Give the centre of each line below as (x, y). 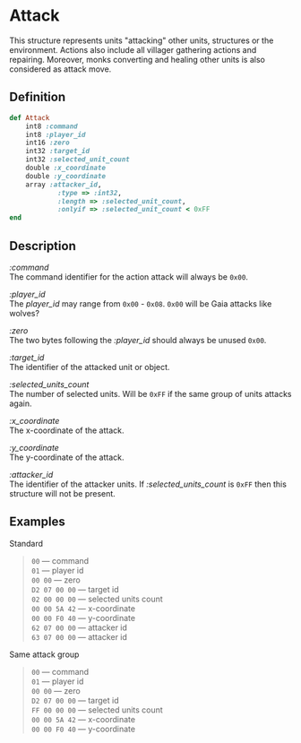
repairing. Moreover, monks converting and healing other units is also (138, 59)
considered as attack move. (60, 69)
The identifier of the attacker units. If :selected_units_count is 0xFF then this (148, 484)
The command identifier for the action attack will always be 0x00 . (129, 276)
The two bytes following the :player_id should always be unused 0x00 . (138, 340)
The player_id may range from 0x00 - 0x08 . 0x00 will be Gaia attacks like (141, 303)
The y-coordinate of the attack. (67, 457)
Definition (37, 97)
